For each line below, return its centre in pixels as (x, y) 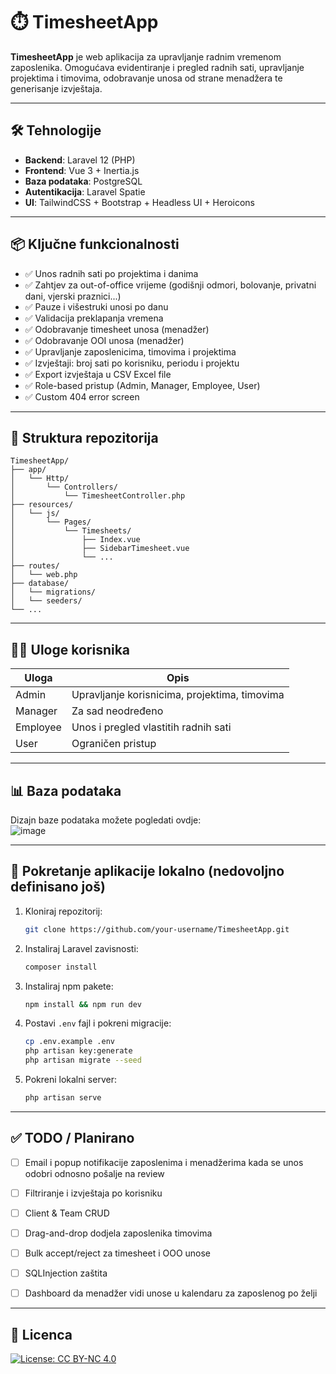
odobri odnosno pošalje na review (94, 1173)
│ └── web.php (44, 575)
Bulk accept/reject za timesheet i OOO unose (118, 1253)
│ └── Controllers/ (64, 487)
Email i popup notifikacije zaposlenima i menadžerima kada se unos (164, 1162)
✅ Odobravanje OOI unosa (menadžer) (104, 340)
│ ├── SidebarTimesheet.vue (100, 549)
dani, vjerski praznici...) (73, 296)
